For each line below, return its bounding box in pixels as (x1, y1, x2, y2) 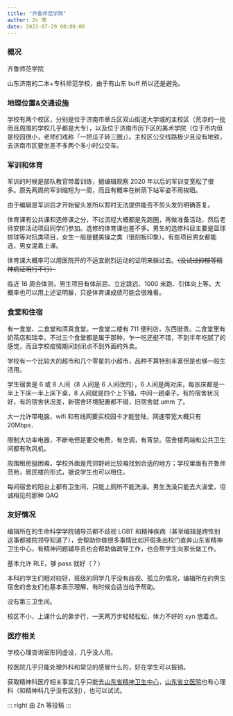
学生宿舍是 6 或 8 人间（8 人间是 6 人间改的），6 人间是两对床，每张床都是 (7, 380, 219, 389)
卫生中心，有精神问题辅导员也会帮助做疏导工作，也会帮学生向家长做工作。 (7, 544, 220, 552)
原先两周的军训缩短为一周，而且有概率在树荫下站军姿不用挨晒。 (19, 186, 202, 194)
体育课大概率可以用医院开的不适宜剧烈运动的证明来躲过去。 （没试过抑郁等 (7, 256, 217, 264)
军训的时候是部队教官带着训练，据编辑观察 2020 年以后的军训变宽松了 (7, 178, 208, 186)
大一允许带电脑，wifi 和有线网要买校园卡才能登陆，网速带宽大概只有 (7, 412, 202, 420)
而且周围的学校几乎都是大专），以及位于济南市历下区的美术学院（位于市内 (7, 123, 217, 132)
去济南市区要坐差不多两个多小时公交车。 (7, 141, 123, 149)
